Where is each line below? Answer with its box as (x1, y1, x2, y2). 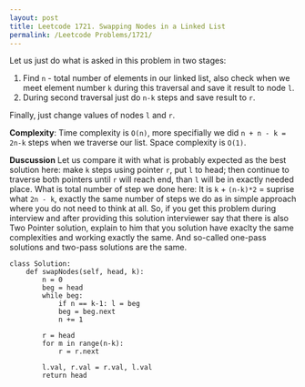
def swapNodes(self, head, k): (25, 268, 145, 277)
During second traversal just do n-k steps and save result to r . (22, 92, 256, 103)
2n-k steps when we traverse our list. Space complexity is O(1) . (9, 137, 247, 148)
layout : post (9, 13, 59, 23)
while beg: (42, 291, 84, 300)
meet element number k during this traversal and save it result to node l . (22, 83, 295, 94)
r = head (42, 331, 76, 341)
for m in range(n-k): (42, 339, 125, 349)
